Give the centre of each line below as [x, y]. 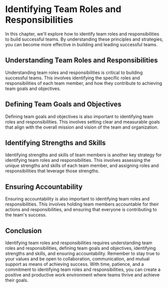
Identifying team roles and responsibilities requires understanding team [79, 243]
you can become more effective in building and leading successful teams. [81, 44]
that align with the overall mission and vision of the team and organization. [82, 127]
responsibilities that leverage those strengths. [52, 171]
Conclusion [24, 230]
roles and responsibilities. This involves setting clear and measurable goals [83, 122]
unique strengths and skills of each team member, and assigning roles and [82, 166]
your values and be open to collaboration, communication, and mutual [77, 259]
